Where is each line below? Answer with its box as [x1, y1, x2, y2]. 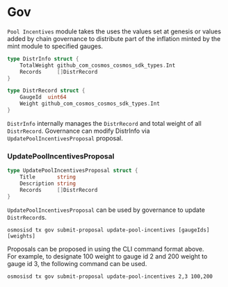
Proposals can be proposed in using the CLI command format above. [7, 245, 204, 253]
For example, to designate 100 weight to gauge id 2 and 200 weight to [7, 252, 208, 261]
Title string [19, 174, 76, 181]
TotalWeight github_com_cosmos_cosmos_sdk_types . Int [19, 62, 176, 69]
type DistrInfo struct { [7, 55, 79, 63]
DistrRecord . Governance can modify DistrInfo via [7, 126, 151, 135]
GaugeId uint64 [19, 94, 67, 101]
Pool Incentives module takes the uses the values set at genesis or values [7, 27, 221, 35]
